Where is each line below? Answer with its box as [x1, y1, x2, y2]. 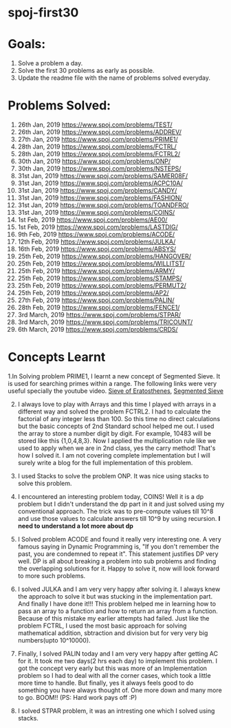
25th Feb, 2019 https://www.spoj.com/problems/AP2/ [17, 289, 169, 297]
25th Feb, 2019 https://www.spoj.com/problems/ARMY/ [17, 267, 175, 275]
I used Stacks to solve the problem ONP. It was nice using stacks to [17, 472, 209, 480]
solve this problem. [17, 480, 72, 487]
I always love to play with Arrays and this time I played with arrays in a [17, 400, 217, 408]
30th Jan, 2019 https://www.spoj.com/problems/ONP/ [17, 157, 171, 166]
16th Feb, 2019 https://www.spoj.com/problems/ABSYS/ [17, 245, 177, 253]
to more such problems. [17, 572, 86, 579]
